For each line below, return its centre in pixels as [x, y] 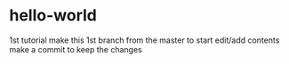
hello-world [53, 16]
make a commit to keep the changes [76, 49]
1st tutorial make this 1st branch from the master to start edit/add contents [144, 40]
